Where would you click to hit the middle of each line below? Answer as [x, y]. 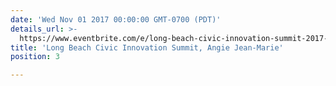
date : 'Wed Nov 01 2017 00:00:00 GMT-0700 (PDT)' [116, 19]
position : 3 [35, 57]
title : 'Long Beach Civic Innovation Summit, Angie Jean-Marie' [147, 47]
